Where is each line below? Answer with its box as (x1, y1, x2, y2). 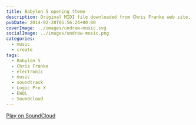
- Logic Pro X (11, 85, 46, 91)
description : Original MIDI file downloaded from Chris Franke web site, (6, 14, 191, 20)
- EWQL (11, 90, 28, 96)
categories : (6, 36, 35, 42)
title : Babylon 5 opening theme (6, 8, 85, 15)
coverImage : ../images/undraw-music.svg (6, 25, 107, 31)
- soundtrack (11, 80, 44, 86)
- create (11, 47, 33, 53)
